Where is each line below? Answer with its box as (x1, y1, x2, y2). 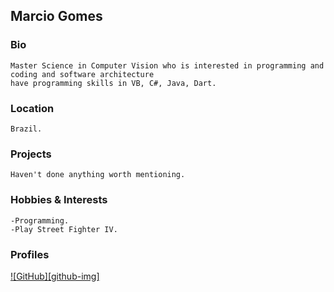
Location (10, 101, 55, 115)
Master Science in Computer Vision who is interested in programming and (10, 60, 325, 71)
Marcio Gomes (10, 8, 103, 25)
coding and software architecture (10, 69, 155, 79)
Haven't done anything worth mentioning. (10, 170, 186, 180)
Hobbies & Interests (10, 193, 108, 207)
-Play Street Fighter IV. (10, 224, 118, 234)
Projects (10, 147, 52, 161)
